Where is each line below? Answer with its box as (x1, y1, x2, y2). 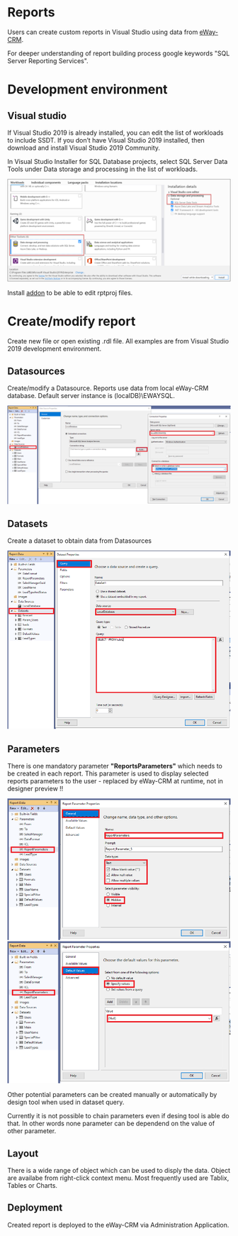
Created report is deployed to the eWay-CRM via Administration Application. (7, 1220, 229, 1229)
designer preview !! (7, 784, 64, 793)
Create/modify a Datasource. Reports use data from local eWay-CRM (7, 384, 209, 392)
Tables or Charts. (7, 1181, 58, 1190)
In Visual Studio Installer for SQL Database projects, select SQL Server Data (7, 157, 228, 165)
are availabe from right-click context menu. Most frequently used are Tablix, (7, 1174, 229, 1182)
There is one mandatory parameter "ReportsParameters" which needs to (7, 761, 223, 770)
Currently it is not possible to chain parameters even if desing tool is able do (7, 1112, 230, 1120)
